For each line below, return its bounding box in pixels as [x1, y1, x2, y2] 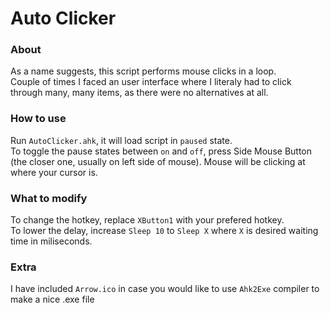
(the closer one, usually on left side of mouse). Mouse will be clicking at [10, 155, 306, 167]
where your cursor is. [10, 166, 98, 178]
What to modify [10, 191, 88, 205]
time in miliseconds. [10, 235, 93, 247]
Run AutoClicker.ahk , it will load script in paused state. [10, 134, 233, 146]
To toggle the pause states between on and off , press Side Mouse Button [10, 145, 313, 157]
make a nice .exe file [10, 293, 95, 306]
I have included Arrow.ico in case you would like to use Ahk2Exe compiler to [10, 283, 320, 295]
